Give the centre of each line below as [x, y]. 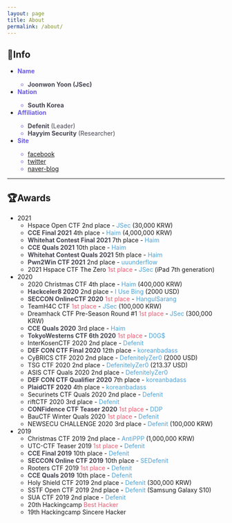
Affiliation [32, 113]
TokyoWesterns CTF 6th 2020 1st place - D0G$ [96, 336]
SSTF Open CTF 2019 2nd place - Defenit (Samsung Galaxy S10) [119, 490]
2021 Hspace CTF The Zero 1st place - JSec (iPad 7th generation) [121, 269]
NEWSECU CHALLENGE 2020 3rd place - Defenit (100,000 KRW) [120, 424]
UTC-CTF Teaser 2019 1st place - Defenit [86, 446]
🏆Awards [29, 198]
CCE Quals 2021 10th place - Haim [77, 247]
